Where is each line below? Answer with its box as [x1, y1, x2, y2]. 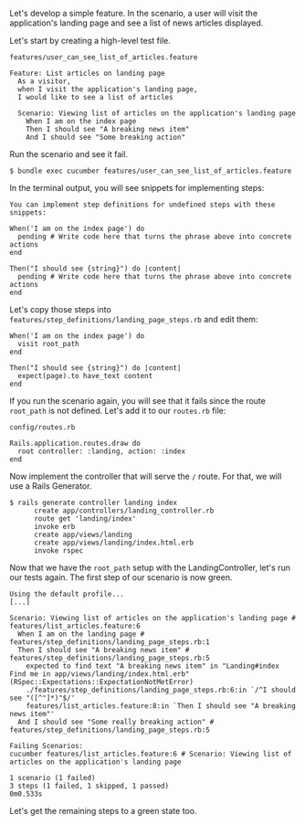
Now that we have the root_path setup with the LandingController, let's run [9, 562, 290, 573]
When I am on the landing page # [17, 629, 145, 639]
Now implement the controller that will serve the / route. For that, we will [9, 471, 282, 481]
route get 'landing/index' [33, 514, 137, 524]
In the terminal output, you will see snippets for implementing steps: [9, 183, 265, 193]
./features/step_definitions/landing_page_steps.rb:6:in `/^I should [26, 685, 297, 694]
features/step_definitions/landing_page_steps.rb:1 [9, 638, 210, 647]
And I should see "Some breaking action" [26, 132, 185, 142]
